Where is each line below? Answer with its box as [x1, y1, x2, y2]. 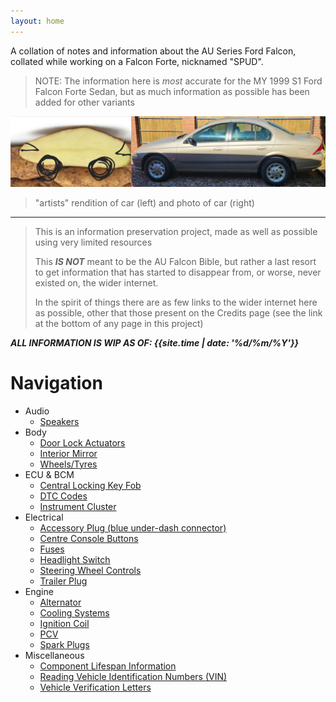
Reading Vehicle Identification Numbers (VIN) [39, 670, 228, 682]
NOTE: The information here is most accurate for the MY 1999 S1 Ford [34, 75, 323, 87]
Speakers [39, 415, 80, 427]
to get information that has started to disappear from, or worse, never [34, 266, 322, 278]
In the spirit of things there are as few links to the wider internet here [34, 296, 318, 308]
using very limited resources [34, 236, 153, 248]
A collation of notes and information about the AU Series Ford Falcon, [10, 45, 297, 57]
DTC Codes [39, 490, 88, 502]
